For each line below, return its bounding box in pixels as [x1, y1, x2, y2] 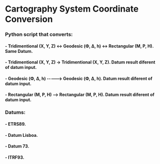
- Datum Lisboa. [5, 132, 38, 138]
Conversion [5, 14, 53, 25]
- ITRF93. [5, 154, 25, 160]
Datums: [5, 109, 26, 116]
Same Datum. [5, 48, 33, 54]
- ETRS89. [5, 121, 26, 127]
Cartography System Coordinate [5, 3, 139, 15]
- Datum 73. [5, 143, 30, 149]
